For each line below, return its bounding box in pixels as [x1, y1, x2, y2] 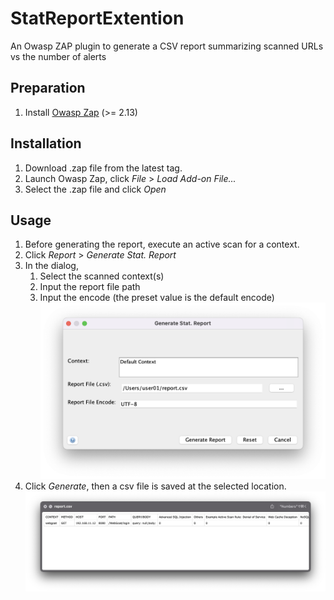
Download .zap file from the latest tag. [24, 162, 183, 174]
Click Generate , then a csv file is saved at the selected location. [24, 480, 287, 492]
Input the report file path [39, 281, 141, 293]
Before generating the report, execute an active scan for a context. [24, 238, 300, 251]
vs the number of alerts [10, 50, 107, 62]
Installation [10, 135, 82, 152]
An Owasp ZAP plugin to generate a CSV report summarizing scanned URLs [10, 40, 324, 52]
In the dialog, [24, 260, 79, 272]
